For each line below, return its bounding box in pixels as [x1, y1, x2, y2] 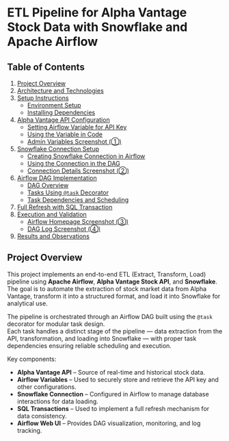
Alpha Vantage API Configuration [16, 116, 111, 124]
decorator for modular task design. [7, 320, 105, 328]
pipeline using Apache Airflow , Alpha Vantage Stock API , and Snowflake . [7, 277, 217, 286]
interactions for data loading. [16, 397, 99, 405]
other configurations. [16, 382, 77, 391]
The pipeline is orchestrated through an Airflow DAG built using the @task [7, 312, 213, 320]
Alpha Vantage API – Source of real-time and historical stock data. [16, 368, 205, 376]
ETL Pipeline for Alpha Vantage [7, 5, 187, 21]
